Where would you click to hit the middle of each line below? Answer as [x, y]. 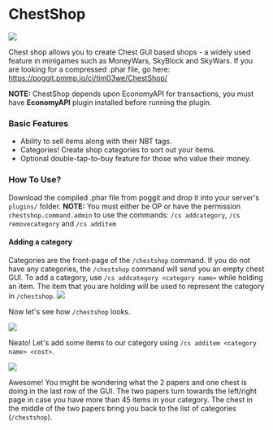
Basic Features [39, 123]
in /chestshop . [32, 296]
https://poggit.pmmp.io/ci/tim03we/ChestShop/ [88, 77]
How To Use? [35, 180]
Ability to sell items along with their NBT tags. [96, 141]
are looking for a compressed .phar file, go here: [89, 69]
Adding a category [41, 242]
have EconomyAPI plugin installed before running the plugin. [110, 102]
